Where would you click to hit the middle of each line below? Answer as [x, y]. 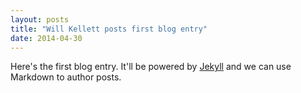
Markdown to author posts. [66, 77]
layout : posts [40, 19]
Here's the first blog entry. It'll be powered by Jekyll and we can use [151, 67]
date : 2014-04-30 [46, 38]
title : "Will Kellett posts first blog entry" [109, 29]
